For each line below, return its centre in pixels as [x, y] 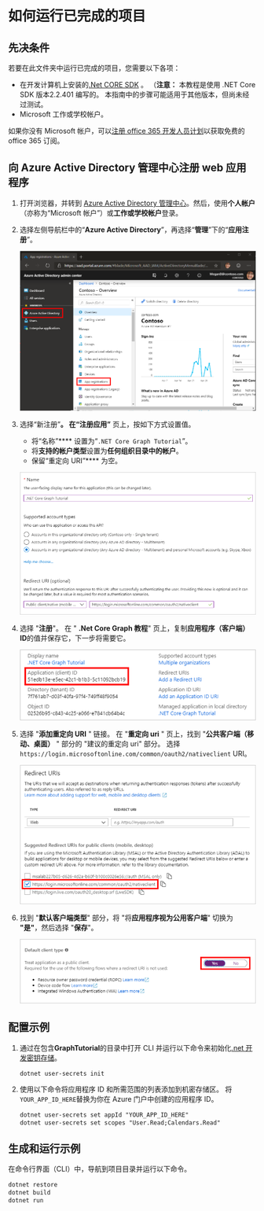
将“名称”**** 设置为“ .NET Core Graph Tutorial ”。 [112, 440]
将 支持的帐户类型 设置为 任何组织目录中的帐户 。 [107, 451]
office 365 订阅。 [36, 141]
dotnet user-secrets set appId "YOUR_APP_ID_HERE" [104, 1115]
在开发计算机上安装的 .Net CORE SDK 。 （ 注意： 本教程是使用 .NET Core [137, 85]
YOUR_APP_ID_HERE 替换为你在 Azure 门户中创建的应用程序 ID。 [119, 1099]
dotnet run [26, 1201]
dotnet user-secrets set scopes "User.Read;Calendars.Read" [120, 1123]
